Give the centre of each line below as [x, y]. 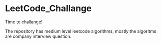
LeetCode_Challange [48, 8]
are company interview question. [38, 36]
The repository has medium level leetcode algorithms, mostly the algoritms [81, 31]
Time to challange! [24, 22]
